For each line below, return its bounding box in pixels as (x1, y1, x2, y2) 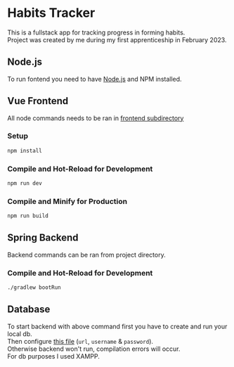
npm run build (7, 212, 49, 219)
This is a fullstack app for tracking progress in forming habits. (7, 28, 186, 37)
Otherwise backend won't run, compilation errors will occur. (7, 345, 181, 353)
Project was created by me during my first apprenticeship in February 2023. (7, 35, 227, 44)
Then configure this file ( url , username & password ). (7, 337, 153, 345)
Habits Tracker (7, 5, 96, 21)
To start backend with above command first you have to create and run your (7, 322, 228, 330)
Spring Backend (7, 232, 79, 244)
